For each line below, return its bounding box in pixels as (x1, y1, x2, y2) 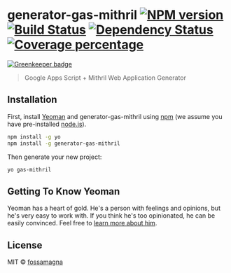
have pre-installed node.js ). (7, 120, 87, 128)
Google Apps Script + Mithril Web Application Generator (24, 73, 187, 82)
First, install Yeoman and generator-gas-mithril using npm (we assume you (7, 112, 223, 120)
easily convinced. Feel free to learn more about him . (7, 219, 157, 227)
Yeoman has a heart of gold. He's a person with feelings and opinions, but (7, 204, 220, 213)
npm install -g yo (7, 133, 61, 140)
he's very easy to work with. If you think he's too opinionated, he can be (7, 211, 216, 220)
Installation (7, 94, 57, 106)
